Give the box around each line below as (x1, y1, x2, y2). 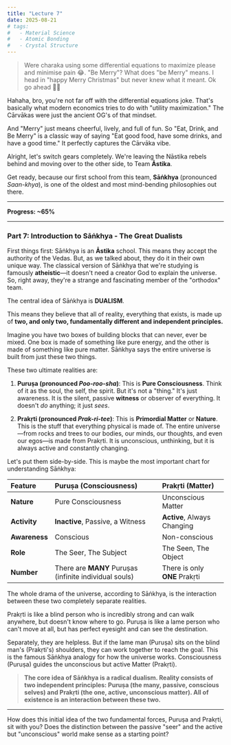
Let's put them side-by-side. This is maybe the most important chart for (7, 458, 210, 466)
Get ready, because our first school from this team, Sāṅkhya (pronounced (7, 173, 217, 181)
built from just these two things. (7, 353, 98, 361)
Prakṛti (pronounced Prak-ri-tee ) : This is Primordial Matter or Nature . (16, 415, 218, 423)
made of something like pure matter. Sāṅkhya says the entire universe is (7, 345, 211, 354)
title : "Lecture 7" (7, 10, 63, 17)
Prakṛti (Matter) (162, 481, 214, 491)
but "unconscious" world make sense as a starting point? (7, 730, 169, 738)
